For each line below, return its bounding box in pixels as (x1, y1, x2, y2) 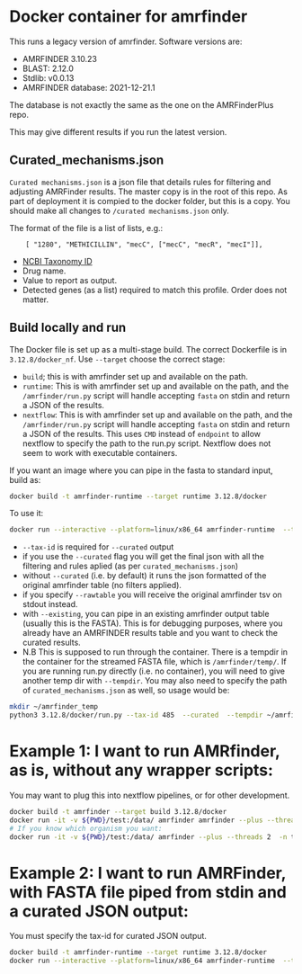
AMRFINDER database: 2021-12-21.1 (22, 82, 155, 93)
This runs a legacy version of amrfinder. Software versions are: (9, 36, 243, 47)
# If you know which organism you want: (9, 824, 164, 833)
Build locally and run (9, 320, 127, 335)
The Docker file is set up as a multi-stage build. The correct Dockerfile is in (9, 344, 288, 354)
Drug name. (22, 265, 67, 276)
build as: (9, 474, 41, 485)
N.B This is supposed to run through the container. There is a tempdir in (22, 647, 289, 657)
